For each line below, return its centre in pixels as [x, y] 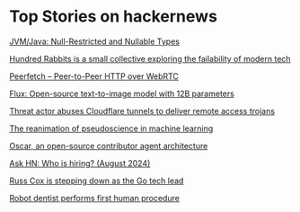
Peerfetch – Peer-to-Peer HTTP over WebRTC [94, 76]
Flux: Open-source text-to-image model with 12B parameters [122, 93]
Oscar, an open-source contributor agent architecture [109, 146]
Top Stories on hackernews [114, 17]
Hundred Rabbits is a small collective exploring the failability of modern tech [150, 58]
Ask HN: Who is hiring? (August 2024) [80, 163]
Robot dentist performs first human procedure [94, 198]
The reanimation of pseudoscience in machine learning [111, 128]
